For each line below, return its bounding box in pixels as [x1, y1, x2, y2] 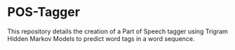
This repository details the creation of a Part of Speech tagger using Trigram [7, 27, 228, 35]
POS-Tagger [7, 4, 81, 20]
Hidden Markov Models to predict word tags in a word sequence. [7, 34, 195, 42]
